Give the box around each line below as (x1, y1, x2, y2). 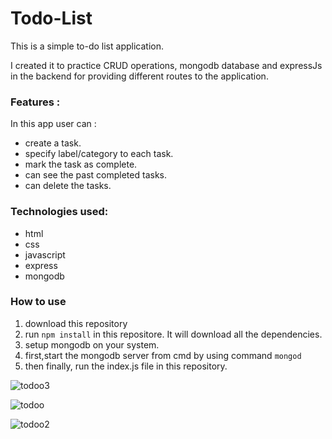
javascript (24, 248, 66, 261)
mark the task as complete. (24, 158, 138, 171)
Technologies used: (10, 205, 109, 219)
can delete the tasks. (24, 180, 112, 192)
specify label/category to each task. (24, 148, 174, 160)
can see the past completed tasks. (24, 169, 167, 181)
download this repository (24, 317, 128, 329)
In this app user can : (10, 118, 97, 130)
